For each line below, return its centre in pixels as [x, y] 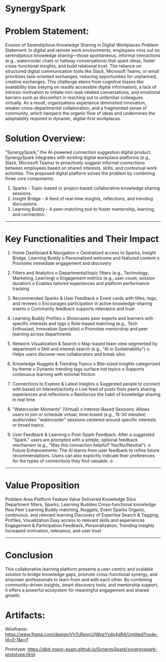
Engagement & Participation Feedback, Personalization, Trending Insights [80, 525]
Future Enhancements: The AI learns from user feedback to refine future [86, 450]
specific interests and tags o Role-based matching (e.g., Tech [75, 324]
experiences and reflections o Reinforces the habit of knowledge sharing [86, 394]
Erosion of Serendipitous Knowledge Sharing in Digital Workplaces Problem [82, 45]
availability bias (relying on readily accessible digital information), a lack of [81, 87]
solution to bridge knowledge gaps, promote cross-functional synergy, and [81, 574]
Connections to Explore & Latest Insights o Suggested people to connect [86, 384]
